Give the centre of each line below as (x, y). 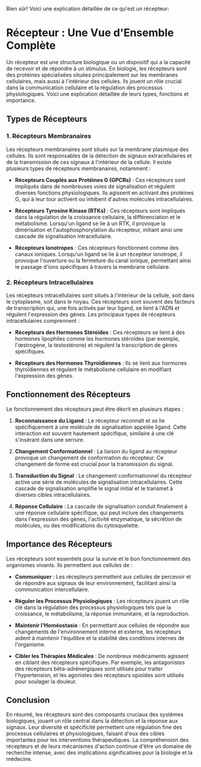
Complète (31, 46)
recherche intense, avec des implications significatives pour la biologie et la (99, 753)
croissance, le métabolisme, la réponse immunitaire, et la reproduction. (102, 614)
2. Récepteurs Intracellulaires (50, 282)
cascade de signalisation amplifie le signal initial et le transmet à (94, 488)
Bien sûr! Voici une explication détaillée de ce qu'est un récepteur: (88, 9)
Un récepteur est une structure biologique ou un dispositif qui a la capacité (98, 62)
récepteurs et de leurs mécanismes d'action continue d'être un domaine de (99, 746)
